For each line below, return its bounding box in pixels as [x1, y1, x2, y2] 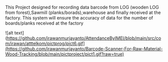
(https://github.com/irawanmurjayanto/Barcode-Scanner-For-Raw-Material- [5, 46, 163, 51]
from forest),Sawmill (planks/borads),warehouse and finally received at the [5, 9, 161, 15]
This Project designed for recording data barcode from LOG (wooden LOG [5, 4, 159, 10]
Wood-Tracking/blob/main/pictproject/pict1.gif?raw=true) [5, 51, 125, 57]
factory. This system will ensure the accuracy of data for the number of [5, 15, 153, 20]
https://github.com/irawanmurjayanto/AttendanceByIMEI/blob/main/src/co [7, 35, 161, 41]
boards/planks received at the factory [5, 20, 84, 26]
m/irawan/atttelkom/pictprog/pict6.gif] [5, 40, 85, 46]
